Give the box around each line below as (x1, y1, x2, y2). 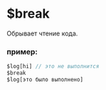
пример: (6, 47, 38, 57)
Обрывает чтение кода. (6, 29, 78, 38)
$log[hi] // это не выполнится (6, 63, 100, 70)
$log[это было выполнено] (6, 76, 83, 83)
